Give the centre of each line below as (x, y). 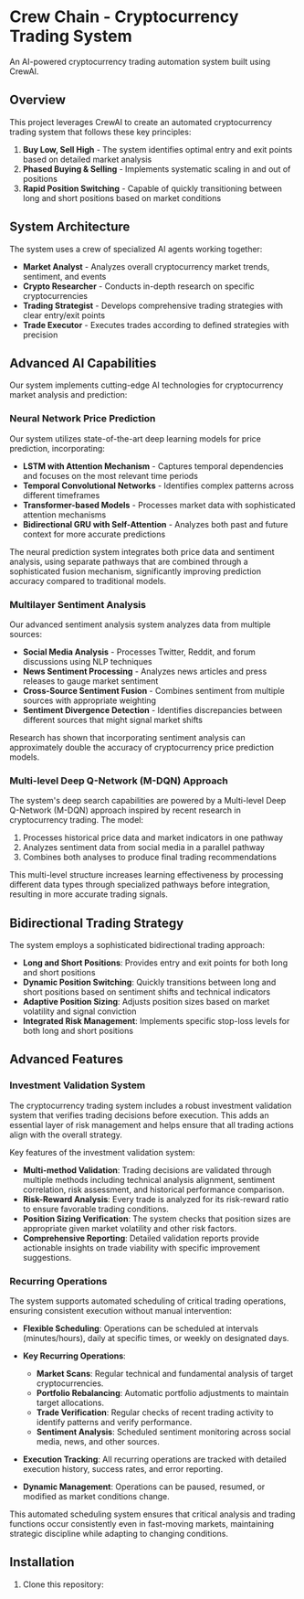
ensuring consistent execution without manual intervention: (121, 1311)
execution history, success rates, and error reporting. (123, 1469)
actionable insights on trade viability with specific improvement (141, 1247)
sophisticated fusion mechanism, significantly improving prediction (136, 571)
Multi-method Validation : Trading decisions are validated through (147, 1170)
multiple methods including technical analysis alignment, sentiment (149, 1179)
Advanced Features (67, 1059)
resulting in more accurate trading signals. (89, 894)
